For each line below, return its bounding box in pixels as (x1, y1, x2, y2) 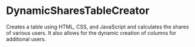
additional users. (6, 35, 46, 42)
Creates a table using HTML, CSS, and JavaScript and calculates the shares (6, 23, 189, 30)
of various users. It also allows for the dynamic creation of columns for (6, 29, 177, 36)
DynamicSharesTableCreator (6, 4, 150, 17)
